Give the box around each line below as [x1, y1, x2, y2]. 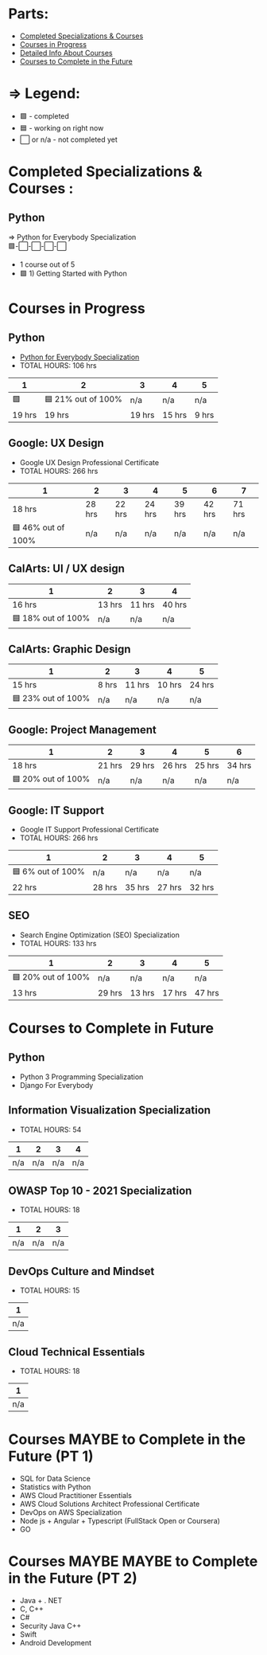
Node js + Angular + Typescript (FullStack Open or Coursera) [19, 1516, 221, 1525]
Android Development [19, 1637, 92, 1647]
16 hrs [12, 599, 37, 610]
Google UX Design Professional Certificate [19, 457, 160, 467]
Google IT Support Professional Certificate [19, 824, 160, 834]
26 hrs [162, 760, 188, 771]
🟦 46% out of [12, 522, 65, 533]
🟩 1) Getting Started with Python [19, 268, 127, 278]
